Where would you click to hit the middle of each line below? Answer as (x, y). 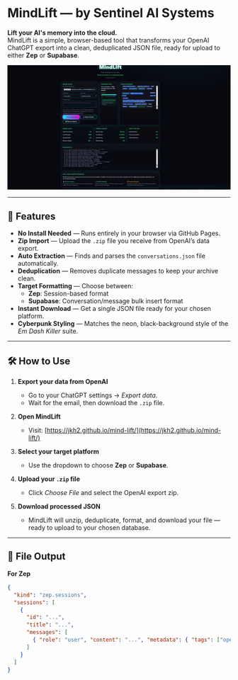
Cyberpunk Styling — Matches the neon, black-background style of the (123, 324)
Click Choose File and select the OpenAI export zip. (103, 493)
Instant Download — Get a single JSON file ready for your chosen (114, 309)
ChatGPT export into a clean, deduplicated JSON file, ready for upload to (114, 47)
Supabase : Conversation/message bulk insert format (106, 301)
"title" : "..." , (50, 625)
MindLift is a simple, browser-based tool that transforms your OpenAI (108, 40)
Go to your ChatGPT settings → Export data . (93, 395)
